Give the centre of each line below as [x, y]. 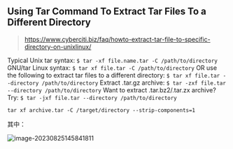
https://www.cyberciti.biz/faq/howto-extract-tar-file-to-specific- [118, 39]
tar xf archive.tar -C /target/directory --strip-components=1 [101, 110]
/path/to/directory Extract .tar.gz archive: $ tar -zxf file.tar [134, 83]
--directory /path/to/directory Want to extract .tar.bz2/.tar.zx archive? [112, 90]
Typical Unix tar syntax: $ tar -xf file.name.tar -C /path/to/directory [113, 60]
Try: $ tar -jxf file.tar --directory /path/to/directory [92, 97]
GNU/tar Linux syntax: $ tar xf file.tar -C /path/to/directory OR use [112, 68]
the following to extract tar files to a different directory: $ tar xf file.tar [114, 75]
